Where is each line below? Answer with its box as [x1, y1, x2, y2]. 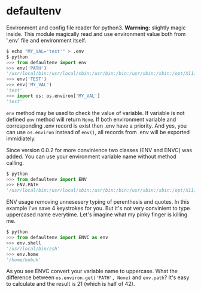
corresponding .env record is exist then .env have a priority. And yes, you [6, 122, 187, 129]
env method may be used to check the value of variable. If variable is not [6, 109, 185, 116]
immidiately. [6, 135, 36, 142]
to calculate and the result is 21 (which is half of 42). [6, 280, 135, 288]
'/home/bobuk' [6, 256, 42, 263]
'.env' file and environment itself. [6, 37, 87, 44]
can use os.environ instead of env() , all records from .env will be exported [6, 128, 190, 135]
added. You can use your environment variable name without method [6, 153, 176, 160]
